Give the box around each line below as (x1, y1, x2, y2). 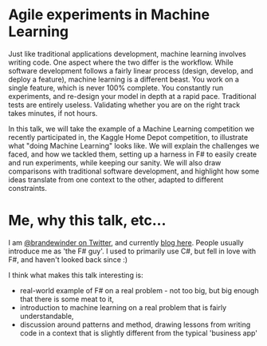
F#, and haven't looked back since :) (8, 254, 128, 264)
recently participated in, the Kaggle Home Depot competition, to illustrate (8, 132, 249, 141)
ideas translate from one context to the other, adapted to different (8, 174, 224, 185)
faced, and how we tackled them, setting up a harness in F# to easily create (8, 149, 257, 159)
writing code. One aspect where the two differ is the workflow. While (8, 58, 234, 67)
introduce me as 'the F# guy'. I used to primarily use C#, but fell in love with (8, 246, 257, 256)
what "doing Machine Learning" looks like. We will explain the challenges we (8, 141, 260, 150)
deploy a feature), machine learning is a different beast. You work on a (8, 74, 239, 84)
